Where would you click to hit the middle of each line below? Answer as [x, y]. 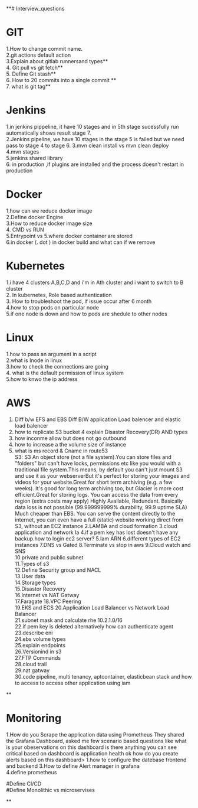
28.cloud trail [31, 664]
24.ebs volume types [40, 639]
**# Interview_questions [35, 9]
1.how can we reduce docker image [49, 211]
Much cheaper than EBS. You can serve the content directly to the [95, 513]
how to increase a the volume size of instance [70, 444]
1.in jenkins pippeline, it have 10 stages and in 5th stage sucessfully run [93, 126]
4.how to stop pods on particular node [52, 307]
